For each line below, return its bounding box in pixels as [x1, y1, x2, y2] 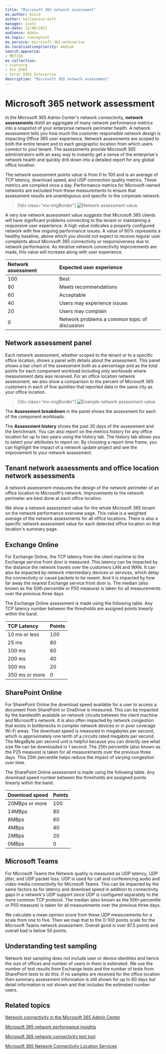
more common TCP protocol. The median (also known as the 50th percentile [5, 896, 161, 902]
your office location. [5, 389, 46, 395]
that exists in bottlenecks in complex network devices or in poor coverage [5, 723, 156, 729]
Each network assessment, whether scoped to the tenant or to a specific [5, 352, 153, 358]
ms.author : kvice [5, 12, 41, 17]
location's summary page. [5, 526, 58, 532]
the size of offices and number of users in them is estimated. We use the [5, 960, 153, 967]
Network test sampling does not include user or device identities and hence [5, 955, 159, 961]
